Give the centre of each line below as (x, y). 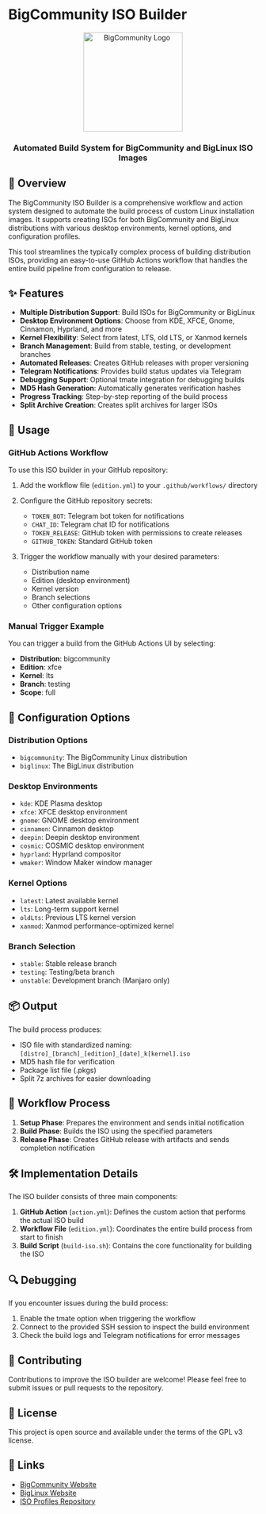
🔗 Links (27, 1465)
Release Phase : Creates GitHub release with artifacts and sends (124, 1139)
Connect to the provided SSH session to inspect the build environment (134, 1327)
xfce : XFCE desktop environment (74, 812)
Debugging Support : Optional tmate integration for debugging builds (132, 380)
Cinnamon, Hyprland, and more (71, 329)
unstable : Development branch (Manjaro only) (95, 980)
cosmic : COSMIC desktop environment (82, 845)
